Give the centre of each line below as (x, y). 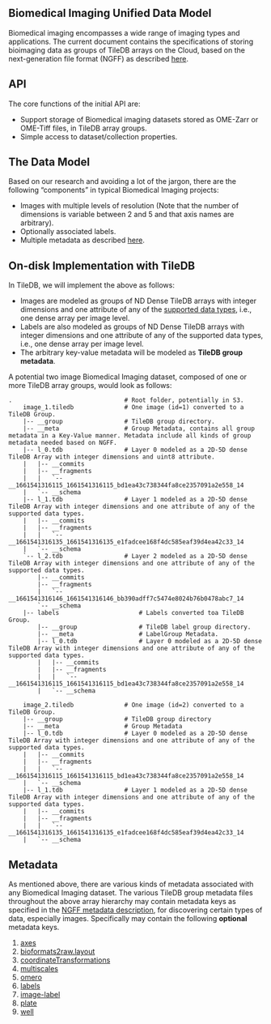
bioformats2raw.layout (57, 952)
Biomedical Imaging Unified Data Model (110, 13)
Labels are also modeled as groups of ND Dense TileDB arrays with (132, 326)
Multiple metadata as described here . (83, 240)
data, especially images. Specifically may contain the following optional (128, 919)
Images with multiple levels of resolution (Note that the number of (129, 206)
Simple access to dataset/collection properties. (99, 136)
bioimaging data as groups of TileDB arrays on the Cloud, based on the (127, 50)
